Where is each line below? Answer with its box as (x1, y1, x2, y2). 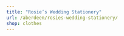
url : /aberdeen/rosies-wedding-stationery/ (6, 15, 119, 21)
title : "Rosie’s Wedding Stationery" (6, 9, 102, 15)
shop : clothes (6, 20, 43, 26)
